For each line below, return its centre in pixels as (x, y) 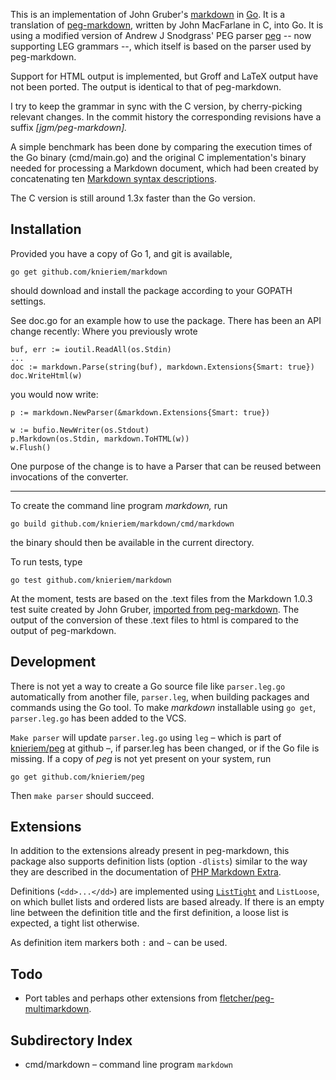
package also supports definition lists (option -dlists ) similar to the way (159, 861)
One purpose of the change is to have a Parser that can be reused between (166, 466)
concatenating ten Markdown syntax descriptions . (113, 178)
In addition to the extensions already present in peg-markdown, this (150, 851)
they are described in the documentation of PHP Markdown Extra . (146, 872)
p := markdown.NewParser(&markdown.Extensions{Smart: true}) (140, 412)
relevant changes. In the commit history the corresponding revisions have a (166, 117)
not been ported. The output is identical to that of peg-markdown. (146, 87)
